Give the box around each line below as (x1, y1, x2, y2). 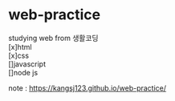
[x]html (8, 42, 32, 51)
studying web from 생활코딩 (8, 33, 99, 42)
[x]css (8, 50, 30, 60)
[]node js (8, 67, 39, 77)
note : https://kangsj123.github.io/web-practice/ (8, 83, 167, 93)
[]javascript (8, 59, 47, 69)
